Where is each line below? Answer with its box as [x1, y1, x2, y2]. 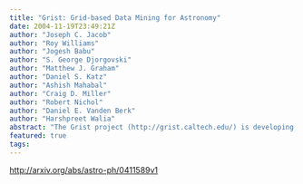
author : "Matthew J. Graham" [9, 64, 120, 73]
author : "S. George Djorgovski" [9, 55, 132, 64]
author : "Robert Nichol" [9, 97, 103, 107]
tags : [9, 140, 30, 149]
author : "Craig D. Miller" [9, 89, 112, 98]
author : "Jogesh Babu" [9, 47, 95, 56]
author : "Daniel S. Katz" [9, 73, 107, 82]
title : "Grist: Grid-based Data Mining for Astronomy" [9, 13, 221, 23]
